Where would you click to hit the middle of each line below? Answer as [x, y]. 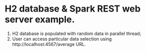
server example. [40, 19]
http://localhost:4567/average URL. [49, 44]
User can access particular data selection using [62, 39]
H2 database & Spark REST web [73, 9]
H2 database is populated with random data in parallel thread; [77, 33]
